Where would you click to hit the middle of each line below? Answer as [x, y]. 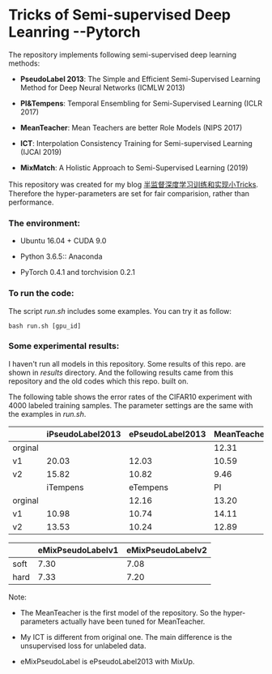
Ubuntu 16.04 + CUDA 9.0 [63, 241]
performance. [31, 202]
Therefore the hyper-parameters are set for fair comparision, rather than [129, 193]
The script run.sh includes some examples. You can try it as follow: [120, 311]
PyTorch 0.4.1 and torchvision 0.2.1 [78, 273]
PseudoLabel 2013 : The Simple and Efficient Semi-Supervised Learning [140, 79]
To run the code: [41, 294]
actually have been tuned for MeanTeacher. [133, 621]
